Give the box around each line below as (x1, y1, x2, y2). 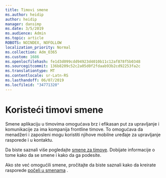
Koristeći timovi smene (5, 104, 104, 115)
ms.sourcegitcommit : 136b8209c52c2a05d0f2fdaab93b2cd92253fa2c (5, 64, 141, 69)
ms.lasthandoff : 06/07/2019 (5, 78, 64, 83)
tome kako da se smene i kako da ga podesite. (5, 152, 102, 158)
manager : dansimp (5, 21, 42, 27)
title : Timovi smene (5, 7, 49, 13)
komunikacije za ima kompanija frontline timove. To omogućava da (5, 126, 143, 132)
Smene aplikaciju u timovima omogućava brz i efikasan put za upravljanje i (5, 121, 159, 127)
